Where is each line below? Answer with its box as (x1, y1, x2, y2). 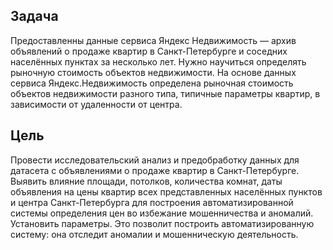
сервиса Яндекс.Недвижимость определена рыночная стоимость (10, 77, 294, 89)
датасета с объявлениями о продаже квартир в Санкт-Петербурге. (10, 164, 300, 176)
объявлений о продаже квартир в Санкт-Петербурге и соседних (10, 45, 288, 57)
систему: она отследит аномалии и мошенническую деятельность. (10, 228, 299, 240)
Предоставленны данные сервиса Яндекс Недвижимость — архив (10, 34, 297, 46)
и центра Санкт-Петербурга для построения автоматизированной (10, 196, 294, 208)
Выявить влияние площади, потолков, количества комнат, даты (10, 175, 283, 187)
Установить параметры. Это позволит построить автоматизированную (10, 217, 315, 229)
